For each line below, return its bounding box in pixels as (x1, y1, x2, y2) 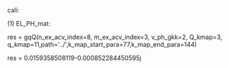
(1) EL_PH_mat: (7, 20, 51, 27)
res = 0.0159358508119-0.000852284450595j (7, 54, 142, 62)
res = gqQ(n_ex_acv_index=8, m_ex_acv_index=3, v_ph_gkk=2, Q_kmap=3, (7, 33, 223, 41)
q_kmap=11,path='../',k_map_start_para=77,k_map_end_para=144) (7, 40, 197, 48)
